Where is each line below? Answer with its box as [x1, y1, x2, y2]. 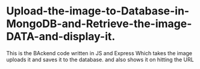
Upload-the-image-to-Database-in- [6, 4, 190, 18]
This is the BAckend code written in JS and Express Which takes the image [6, 49, 193, 56]
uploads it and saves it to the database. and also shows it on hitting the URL [6, 56, 194, 63]
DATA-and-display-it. [6, 30, 116, 43]
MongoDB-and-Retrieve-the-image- [6, 17, 192, 31]
